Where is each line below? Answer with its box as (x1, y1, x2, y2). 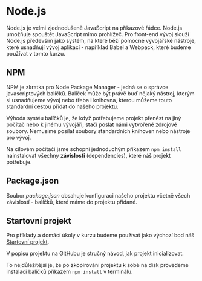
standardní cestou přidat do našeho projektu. (6, 103, 119, 110)
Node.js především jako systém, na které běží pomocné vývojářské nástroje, (6, 37, 197, 44)
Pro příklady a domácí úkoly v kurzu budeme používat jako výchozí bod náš (6, 231, 195, 239)
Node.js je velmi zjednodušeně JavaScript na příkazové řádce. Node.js (6, 24, 183, 31)
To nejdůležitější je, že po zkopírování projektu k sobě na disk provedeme (6, 262, 189, 269)
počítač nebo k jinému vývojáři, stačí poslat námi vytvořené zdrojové (6, 121, 177, 128)
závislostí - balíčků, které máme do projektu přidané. (6, 198, 137, 205)
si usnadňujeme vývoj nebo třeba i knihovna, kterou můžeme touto (6, 96, 172, 103)
